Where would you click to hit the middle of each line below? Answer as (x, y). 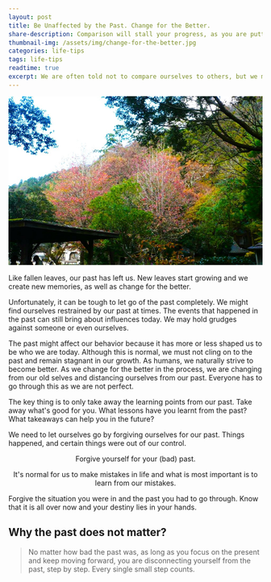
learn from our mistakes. (135, 483)
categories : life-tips (46, 51)
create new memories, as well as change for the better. (100, 286)
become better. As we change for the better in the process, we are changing (135, 369)
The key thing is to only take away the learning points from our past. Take (130, 401)
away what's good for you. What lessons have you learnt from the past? (128, 410)
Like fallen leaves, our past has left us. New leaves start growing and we (128, 277)
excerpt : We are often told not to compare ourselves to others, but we (133, 77)
